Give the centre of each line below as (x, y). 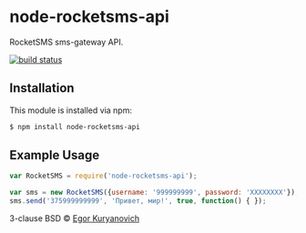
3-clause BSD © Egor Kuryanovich (74, 218)
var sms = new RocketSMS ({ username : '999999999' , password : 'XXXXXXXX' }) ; (154, 193)
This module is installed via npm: (71, 110)
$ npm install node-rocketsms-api (75, 127)
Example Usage (55, 155)
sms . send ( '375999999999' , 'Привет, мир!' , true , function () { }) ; (138, 201)
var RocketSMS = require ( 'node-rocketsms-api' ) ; (103, 176)
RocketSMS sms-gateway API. (66, 42)
